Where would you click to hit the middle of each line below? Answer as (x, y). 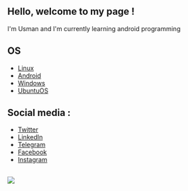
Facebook (32, 152)
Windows (31, 83)
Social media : (39, 113)
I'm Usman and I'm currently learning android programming (94, 28)
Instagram (32, 160)
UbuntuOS (33, 91)
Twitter (28, 129)
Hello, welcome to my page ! (71, 12)
